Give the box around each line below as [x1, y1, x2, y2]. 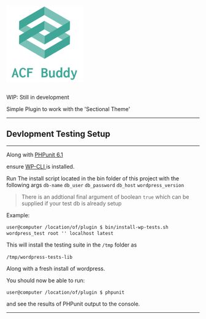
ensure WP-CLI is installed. [6, 163, 75, 170]
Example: [6, 211, 30, 219]
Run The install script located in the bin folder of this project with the [6, 174, 180, 182]
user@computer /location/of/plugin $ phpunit [6, 289, 124, 296]
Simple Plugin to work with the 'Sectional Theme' [6, 106, 131, 113]
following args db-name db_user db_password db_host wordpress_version [6, 181, 185, 188]
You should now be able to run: [6, 277, 85, 284]
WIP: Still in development [6, 94, 69, 101]
